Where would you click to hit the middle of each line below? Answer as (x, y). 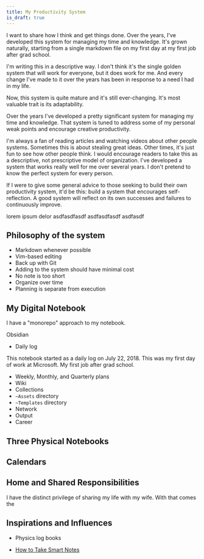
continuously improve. (34, 204)
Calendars (26, 462)
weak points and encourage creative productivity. (69, 129)
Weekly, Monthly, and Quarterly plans (62, 377)
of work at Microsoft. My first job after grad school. (71, 365)
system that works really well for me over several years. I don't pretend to (99, 167)
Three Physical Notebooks (58, 441)
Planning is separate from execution (60, 289)
